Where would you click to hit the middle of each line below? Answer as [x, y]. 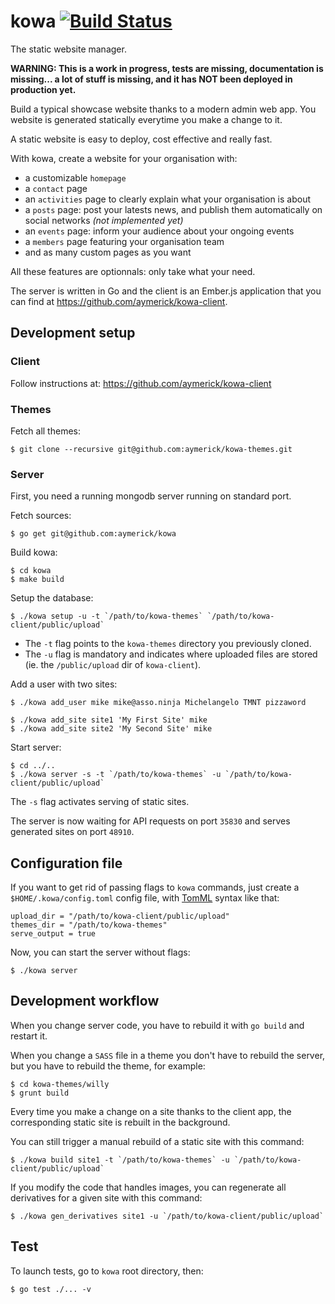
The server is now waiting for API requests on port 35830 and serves [150, 821]
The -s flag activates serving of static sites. [100, 802]
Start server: [36, 747]
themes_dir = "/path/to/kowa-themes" [89, 925]
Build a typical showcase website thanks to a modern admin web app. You [163, 109]
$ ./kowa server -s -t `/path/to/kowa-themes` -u [116, 775]
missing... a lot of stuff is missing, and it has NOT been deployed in [151, 79]
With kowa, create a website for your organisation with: [124, 158]
